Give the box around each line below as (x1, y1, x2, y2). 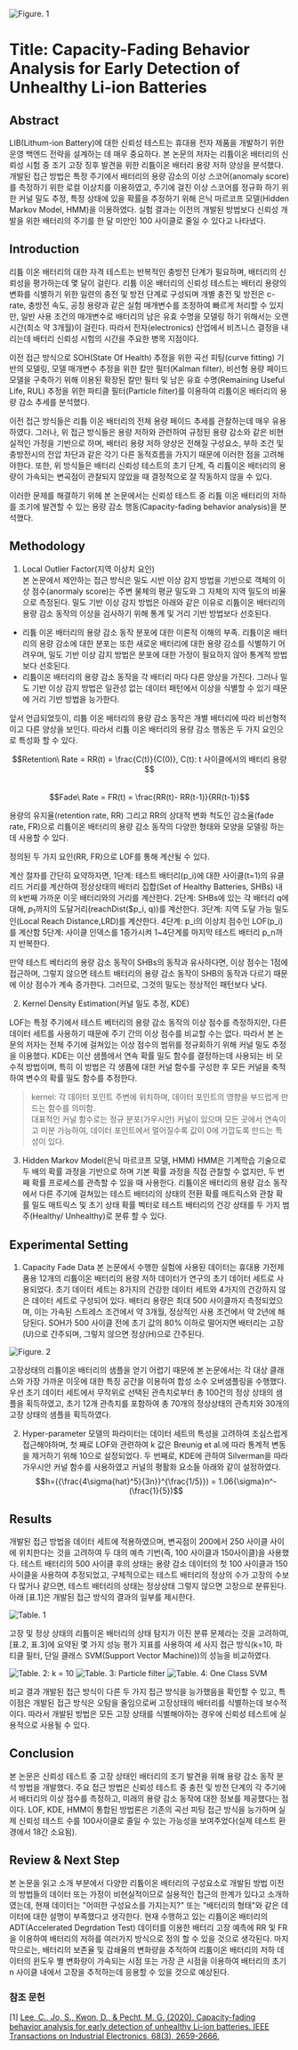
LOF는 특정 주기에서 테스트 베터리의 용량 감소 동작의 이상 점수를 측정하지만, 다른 (9, 1017, 287, 1028)
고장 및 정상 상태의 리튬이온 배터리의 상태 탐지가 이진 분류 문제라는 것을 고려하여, (9, 1628, 289, 1639)
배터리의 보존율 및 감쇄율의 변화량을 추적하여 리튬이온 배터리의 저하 (42, 1944, 276, 1955)
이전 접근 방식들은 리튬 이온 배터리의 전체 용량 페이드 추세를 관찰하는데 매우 (9, 415, 270, 426)
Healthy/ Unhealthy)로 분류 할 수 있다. (32, 1211, 167, 1221)
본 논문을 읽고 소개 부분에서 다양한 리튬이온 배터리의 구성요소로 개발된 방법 (9, 1877, 269, 1888)
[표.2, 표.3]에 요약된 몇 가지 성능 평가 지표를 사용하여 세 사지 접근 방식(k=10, (9, 1639, 274, 1650)
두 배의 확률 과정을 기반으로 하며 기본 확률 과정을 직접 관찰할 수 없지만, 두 (21, 1166, 276, 1177)
